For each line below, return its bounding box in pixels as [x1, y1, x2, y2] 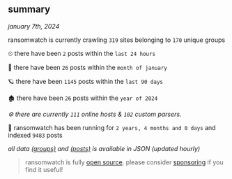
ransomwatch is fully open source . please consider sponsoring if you [24, 158, 224, 166]
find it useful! [24, 165, 63, 173]
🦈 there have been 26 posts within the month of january [8, 63, 168, 71]
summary [8, 3, 51, 15]
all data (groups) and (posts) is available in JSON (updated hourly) [8, 144, 201, 152]
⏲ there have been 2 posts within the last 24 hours [8, 49, 156, 57]
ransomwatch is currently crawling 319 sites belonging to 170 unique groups [8, 36, 226, 44]
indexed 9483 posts [8, 131, 63, 139]
